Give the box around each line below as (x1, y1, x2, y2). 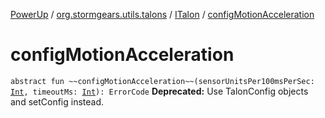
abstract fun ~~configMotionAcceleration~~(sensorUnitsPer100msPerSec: (10, 76, 315, 86)
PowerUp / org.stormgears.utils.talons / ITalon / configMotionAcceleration (10, 9, 315, 20)
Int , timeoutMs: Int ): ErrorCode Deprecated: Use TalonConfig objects (10, 85, 309, 97)
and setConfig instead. (10, 95, 105, 108)
